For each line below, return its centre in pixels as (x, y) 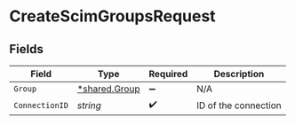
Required (168, 74)
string (89, 105)
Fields (27, 49)
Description (239, 74)
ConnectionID (41, 105)
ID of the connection (239, 105)
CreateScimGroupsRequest (112, 16)
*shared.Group (108, 89)
